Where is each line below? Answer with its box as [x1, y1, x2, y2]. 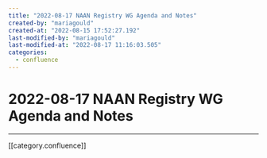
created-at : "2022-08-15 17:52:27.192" [8, 26, 141, 34]
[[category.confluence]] [8, 141, 87, 150]
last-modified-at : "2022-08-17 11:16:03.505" [8, 41, 161, 49]
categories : [8, 48, 48, 56]
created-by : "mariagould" [8, 19, 94, 27]
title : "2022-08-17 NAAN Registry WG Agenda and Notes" [8, 11, 197, 20]
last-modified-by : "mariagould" [8, 33, 115, 42]
